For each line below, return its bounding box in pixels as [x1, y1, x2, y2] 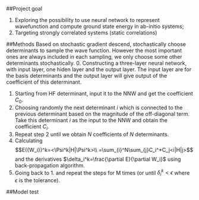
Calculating [14, 136, 43, 144]
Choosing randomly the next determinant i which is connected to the [14, 104, 183, 111]
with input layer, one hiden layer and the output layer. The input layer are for [6, 66, 192, 73]
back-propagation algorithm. [14, 161, 85, 169]
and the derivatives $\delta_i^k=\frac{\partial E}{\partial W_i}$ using [14, 155, 181, 163]
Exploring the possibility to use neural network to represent [14, 17, 160, 23]
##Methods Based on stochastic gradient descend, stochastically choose [6, 41, 186, 47]
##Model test [6, 188, 39, 195]
